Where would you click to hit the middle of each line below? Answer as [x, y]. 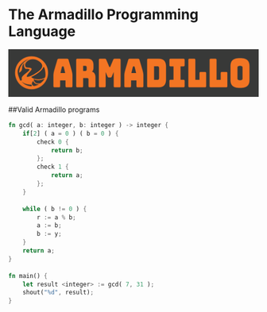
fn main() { [28, 275]
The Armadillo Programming [103, 15]
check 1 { [53, 167]
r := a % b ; [57, 217]
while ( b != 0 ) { [55, 209]
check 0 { [53, 142]
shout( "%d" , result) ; [58, 293]
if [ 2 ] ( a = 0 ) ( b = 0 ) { [71, 133]
